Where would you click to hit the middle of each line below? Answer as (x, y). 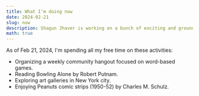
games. (24, 68)
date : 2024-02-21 (28, 17)
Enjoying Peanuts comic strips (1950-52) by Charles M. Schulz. (92, 87)
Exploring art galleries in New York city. (63, 81)
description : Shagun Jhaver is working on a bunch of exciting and (91, 28)
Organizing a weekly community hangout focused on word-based (95, 62)
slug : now (18, 22)
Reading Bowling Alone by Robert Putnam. (66, 74)
